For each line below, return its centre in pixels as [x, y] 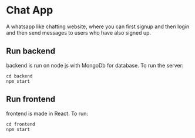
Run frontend [31, 100]
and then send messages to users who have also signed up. [79, 32]
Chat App [30, 10]
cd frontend [21, 124]
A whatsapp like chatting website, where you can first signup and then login [98, 26]
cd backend [19, 76]
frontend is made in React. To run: [47, 113]
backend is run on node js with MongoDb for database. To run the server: [95, 65]
